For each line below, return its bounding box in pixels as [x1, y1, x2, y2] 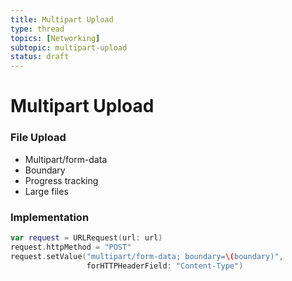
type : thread [10, 24, 65, 34]
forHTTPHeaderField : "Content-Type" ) [86, 261, 244, 271]
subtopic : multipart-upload [10, 42, 128, 53]
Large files [24, 185, 69, 197]
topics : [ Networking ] [10, 33, 101, 43]
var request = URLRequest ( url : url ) [10, 232, 163, 243]
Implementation [10, 210, 90, 224]
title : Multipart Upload [10, 14, 114, 25]
